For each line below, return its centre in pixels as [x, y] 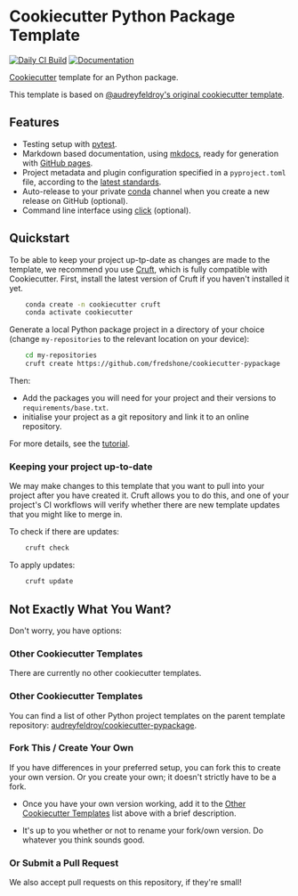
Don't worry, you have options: [66, 631]
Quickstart [40, 238]
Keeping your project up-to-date [81, 467]
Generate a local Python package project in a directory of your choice [137, 330]
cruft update [49, 582]
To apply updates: [42, 565]
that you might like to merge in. [66, 515]
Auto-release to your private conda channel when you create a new [145, 191]
